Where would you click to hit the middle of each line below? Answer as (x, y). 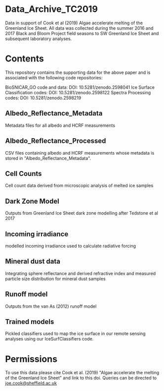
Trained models (30, 321)
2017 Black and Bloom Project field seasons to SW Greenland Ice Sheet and (82, 33)
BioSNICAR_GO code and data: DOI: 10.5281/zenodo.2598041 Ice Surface (80, 87)
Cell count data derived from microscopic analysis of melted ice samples (79, 186)
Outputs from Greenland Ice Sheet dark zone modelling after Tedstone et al (82, 213)
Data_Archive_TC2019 (51, 9)
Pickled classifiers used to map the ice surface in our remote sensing (75, 334)
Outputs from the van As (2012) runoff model (51, 306)
